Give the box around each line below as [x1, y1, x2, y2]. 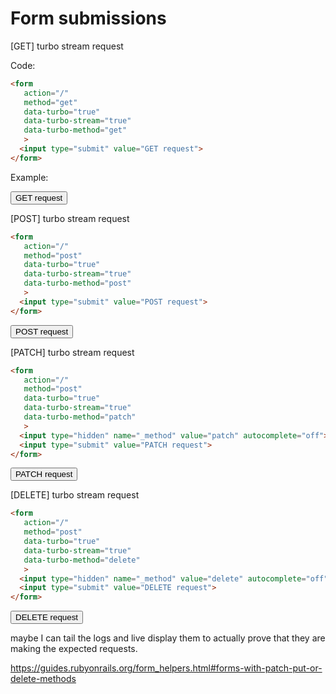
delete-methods [10, 673, 77, 685]
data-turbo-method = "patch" [23, 412, 137, 422]
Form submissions [10, 7, 167, 30]
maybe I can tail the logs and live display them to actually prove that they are [10, 632, 326, 644]
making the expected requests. [10, 643, 138, 655]
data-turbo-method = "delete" [23, 555, 141, 565]
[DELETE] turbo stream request [10, 489, 140, 501]
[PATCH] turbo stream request [10, 346, 135, 358]
